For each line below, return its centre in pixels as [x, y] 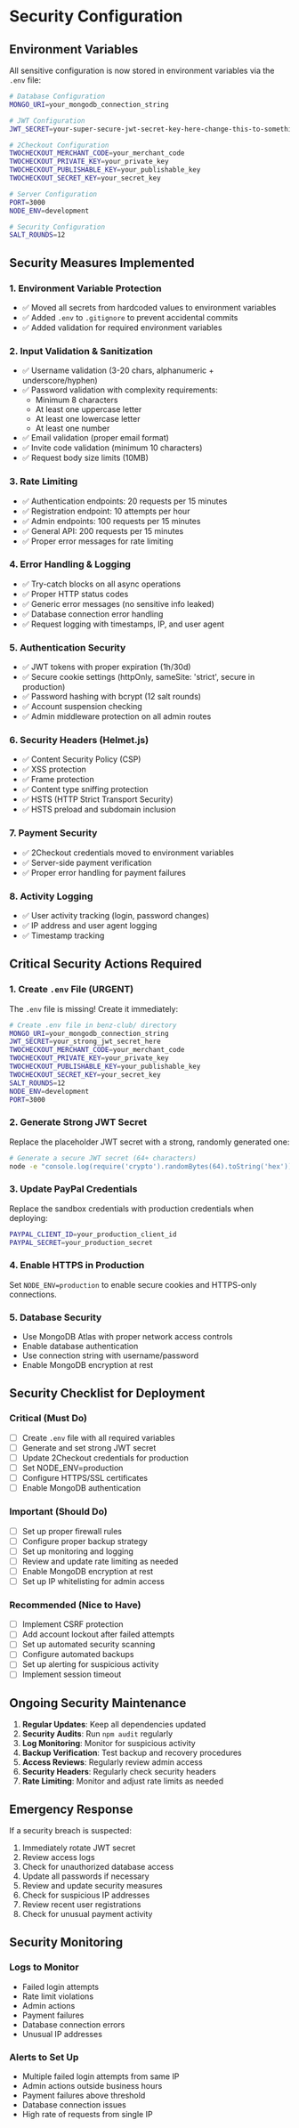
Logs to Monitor [44, 1967]
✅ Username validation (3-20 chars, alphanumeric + [118, 370]
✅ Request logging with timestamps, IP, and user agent [123, 624]
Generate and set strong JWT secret [89, 1447]
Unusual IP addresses [62, 2034]
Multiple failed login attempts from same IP [101, 2076]
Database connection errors [73, 2024]
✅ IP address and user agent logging [89, 926]
